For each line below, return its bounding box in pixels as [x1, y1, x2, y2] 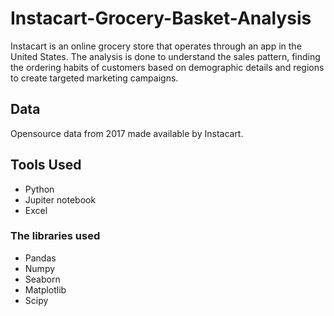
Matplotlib [24, 283, 67, 296]
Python [24, 183, 55, 195]
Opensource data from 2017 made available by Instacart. [10, 127, 244, 139]
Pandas [24, 252, 57, 264]
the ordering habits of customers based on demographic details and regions [10, 61, 325, 73]
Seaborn [24, 273, 61, 285]
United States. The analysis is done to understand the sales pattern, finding [10, 50, 321, 62]
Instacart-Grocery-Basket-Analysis [10, 7, 312, 30]
